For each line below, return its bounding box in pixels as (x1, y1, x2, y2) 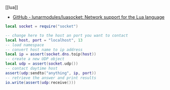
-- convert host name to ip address (5, 47, 83, 52)
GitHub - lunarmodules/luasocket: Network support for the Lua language (12, 14, 165, 20)
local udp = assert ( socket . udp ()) (5, 61, 79, 66)
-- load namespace (5, 42, 44, 48)
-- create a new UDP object (5, 57, 65, 62)
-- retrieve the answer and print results (5, 75, 96, 80)
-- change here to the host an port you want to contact (5, 33, 128, 38)
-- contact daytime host (5, 66, 58, 71)
